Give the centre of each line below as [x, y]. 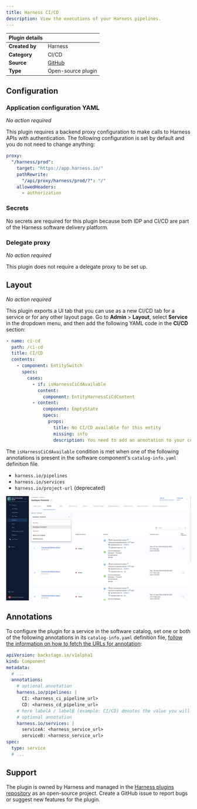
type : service [28, 748]
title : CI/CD [27, 353]
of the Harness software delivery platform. [57, 227]
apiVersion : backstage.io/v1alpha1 [50, 655]
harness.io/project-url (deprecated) [60, 487]
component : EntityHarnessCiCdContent [89, 397]
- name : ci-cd [23, 341]
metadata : [18, 667]
